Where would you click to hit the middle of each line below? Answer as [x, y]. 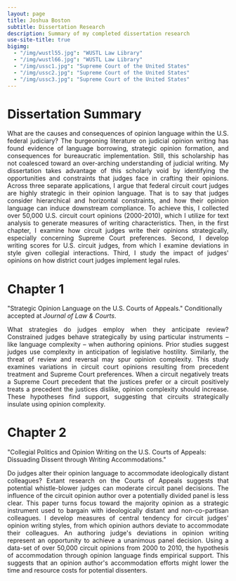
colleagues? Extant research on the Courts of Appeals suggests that [118, 481]
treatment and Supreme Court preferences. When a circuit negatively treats [118, 374]
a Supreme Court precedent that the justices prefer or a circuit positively [118, 382]
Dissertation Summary [74, 114]
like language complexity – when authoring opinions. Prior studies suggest [118, 345]
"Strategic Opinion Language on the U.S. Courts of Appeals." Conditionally [115, 308]
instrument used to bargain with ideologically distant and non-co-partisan [118, 511]
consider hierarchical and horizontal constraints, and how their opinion [118, 200]
